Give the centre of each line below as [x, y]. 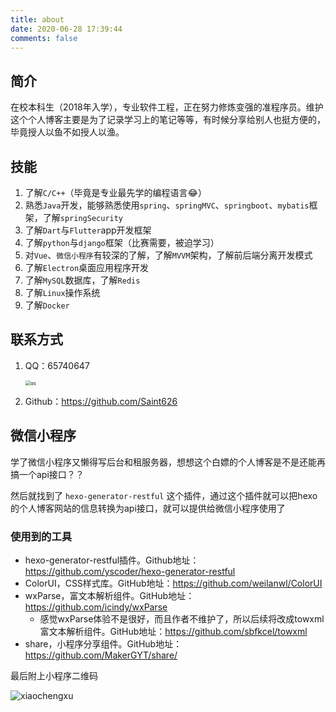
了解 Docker [47, 305]
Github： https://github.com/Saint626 [101, 401]
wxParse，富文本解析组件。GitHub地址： [109, 595]
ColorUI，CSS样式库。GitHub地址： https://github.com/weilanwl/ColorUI [173, 583]
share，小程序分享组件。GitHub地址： [103, 643]
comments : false [44, 38]
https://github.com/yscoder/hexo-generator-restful [130, 571]
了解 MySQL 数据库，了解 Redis [82, 280]
